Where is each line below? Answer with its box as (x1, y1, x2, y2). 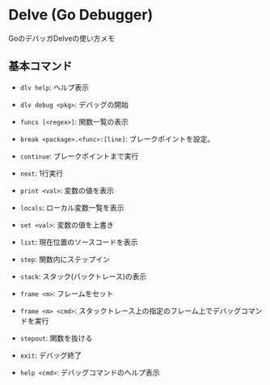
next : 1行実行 (19, 168, 64, 178)
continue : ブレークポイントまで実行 (19, 151, 139, 161)
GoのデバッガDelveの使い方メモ (8, 33, 116, 43)
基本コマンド (8, 59, 73, 74)
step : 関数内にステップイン (19, 254, 111, 264)
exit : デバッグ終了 (19, 350, 82, 360)
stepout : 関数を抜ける (19, 333, 93, 343)
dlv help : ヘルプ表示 (19, 82, 90, 92)
